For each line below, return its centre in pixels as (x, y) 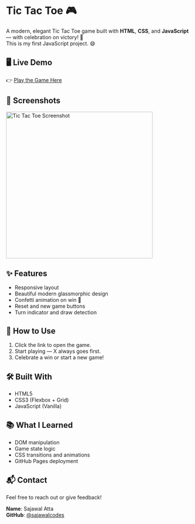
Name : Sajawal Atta (30, 508)
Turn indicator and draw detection (56, 312)
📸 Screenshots (33, 101)
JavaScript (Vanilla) (38, 406)
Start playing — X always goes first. (58, 351)
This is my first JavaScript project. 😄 (51, 43)
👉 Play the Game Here (34, 80)
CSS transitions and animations (52, 455)
